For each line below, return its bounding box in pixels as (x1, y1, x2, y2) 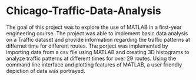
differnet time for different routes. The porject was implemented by (6, 42, 169, 49)
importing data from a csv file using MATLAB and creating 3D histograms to (6, 48, 190, 55)
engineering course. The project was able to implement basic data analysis (6, 29, 188, 36)
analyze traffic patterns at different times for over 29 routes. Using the (6, 55, 177, 62)
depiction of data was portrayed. (6, 67, 85, 74)
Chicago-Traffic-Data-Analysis (6, 4, 161, 18)
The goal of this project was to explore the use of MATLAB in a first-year (6, 24, 182, 31)
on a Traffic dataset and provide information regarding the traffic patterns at (6, 36, 190, 43)
